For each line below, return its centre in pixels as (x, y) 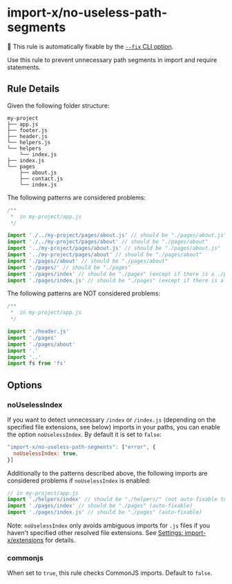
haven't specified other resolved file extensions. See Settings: (95, 533)
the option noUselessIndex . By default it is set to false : (84, 434)
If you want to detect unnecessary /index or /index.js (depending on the (112, 420)
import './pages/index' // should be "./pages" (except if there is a (111, 274)
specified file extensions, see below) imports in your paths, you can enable (114, 427)
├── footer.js (28, 130)
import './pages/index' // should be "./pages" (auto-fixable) (100, 506)
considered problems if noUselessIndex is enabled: (79, 480)
